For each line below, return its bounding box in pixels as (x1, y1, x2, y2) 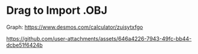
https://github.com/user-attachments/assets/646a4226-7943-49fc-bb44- (6, 35, 192, 42)
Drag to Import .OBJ (6, 4, 107, 17)
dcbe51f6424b (6, 41, 43, 49)
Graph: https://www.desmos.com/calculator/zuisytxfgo (6, 23, 143, 31)
